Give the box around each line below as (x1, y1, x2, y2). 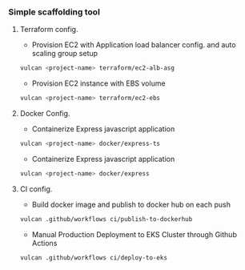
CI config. (19, 183, 53, 194)
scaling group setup (31, 49, 98, 58)
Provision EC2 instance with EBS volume (31, 79, 166, 88)
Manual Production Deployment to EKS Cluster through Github (31, 229, 238, 239)
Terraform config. (19, 25, 78, 34)
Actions (31, 238, 58, 248)
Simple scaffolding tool (8, 6, 100, 18)
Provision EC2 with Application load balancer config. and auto (31, 40, 236, 50)
